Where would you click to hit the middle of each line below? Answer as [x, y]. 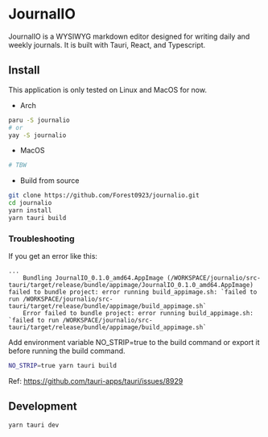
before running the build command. [67, 351]
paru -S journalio [39, 120]
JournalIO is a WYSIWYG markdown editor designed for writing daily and [129, 36]
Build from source [49, 181]
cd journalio [30, 203]
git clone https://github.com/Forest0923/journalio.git [104, 196]
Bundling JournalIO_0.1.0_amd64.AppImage [93, 278]
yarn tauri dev [34, 425]
